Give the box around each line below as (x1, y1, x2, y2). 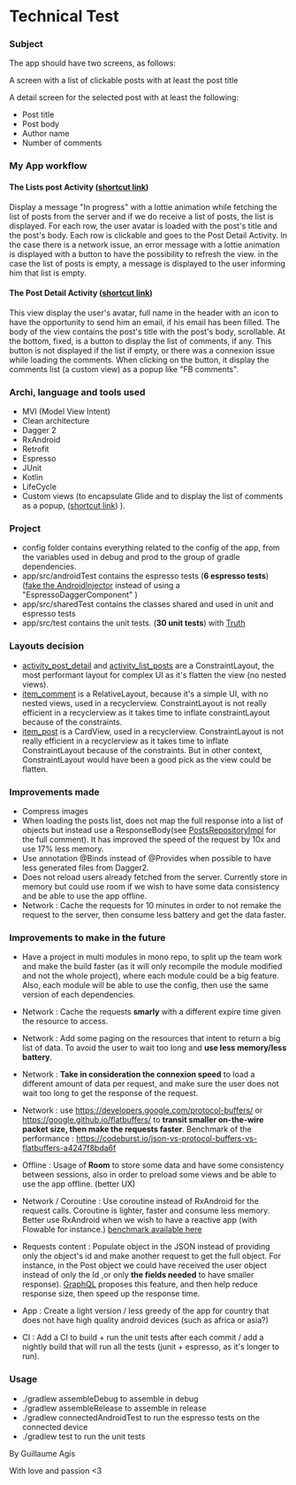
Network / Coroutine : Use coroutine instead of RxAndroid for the (21, 1196, 259, 1207)
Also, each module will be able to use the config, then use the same (21, 980, 269, 991)
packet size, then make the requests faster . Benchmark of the (21, 1123, 252, 1135)
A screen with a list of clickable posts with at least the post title (9, 75, 239, 86)
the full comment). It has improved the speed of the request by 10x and (21, 835, 281, 844)
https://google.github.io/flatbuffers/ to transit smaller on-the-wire (21, 1115, 264, 1125)
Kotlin (21, 472, 43, 483)
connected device (21, 1421, 88, 1432)
